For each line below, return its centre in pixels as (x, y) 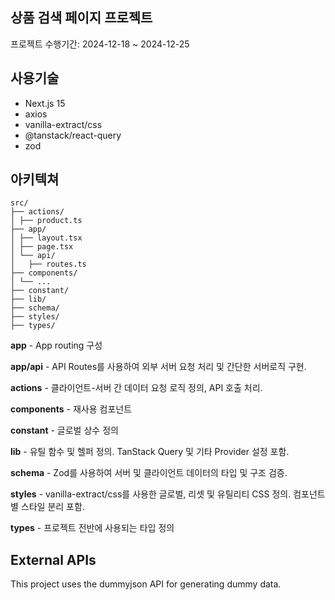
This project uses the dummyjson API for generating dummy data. (146, 584)
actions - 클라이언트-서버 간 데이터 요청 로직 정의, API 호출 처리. (136, 388)
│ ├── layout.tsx (46, 238)
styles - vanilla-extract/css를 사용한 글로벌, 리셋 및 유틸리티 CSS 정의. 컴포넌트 (168, 494)
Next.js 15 (45, 103)
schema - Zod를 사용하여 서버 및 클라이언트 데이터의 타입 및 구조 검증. (149, 473)
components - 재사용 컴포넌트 (71, 409)
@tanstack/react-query (73, 135)
